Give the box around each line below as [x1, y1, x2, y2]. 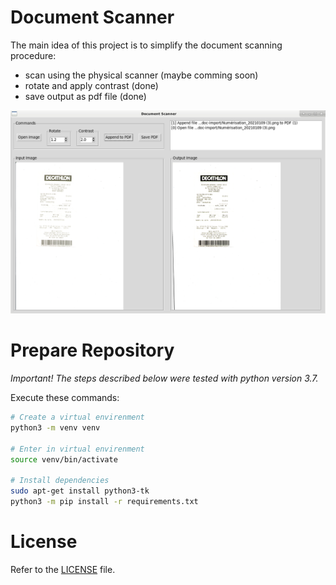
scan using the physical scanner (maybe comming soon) [24, 69, 259, 81]
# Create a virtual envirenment [10, 412, 145, 423]
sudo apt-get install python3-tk [10, 486, 150, 496]
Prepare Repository [10, 339, 175, 362]
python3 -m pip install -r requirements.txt [10, 497, 199, 507]
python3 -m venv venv [10, 423, 101, 433]
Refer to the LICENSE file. [10, 564, 116, 576]
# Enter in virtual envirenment [10, 444, 145, 454]
